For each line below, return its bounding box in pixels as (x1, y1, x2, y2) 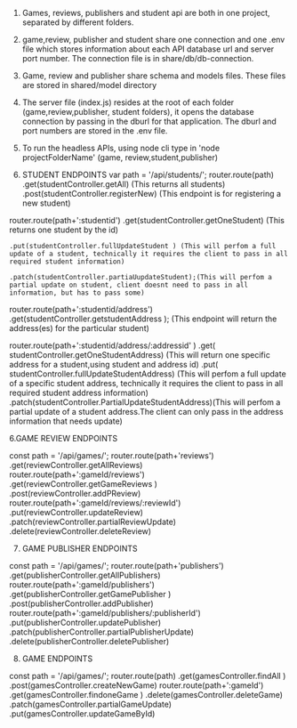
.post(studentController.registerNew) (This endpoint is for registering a (21, 189, 282, 198)
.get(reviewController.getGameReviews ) (9, 479, 158, 489)
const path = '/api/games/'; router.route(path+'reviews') (9, 450, 215, 461)
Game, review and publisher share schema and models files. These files (21, 70, 286, 81)
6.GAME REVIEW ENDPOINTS (9, 433, 118, 443)
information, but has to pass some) (9, 288, 145, 297)
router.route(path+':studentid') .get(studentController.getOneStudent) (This (9, 215, 285, 225)
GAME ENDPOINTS (21, 653, 93, 664)
